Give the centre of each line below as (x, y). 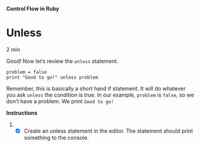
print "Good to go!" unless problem (52, 77)
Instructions (22, 113)
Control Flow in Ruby (33, 9)
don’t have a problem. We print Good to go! (60, 101)
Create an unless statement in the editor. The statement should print (108, 131)
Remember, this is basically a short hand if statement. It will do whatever (96, 88)
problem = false (27, 72)
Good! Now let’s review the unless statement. (62, 61)
